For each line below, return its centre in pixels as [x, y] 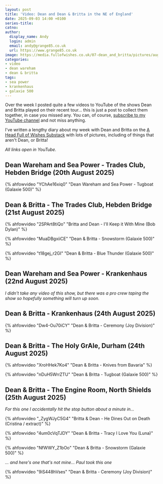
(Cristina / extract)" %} [28, 424]
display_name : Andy [29, 37]
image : [12, 55]
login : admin [23, 41]
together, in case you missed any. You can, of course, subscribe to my [75, 115]
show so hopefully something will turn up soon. [52, 298]
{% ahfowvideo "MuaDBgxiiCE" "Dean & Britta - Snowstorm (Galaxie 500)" [80, 239]
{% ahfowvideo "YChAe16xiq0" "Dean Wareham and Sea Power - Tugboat [79, 184]
